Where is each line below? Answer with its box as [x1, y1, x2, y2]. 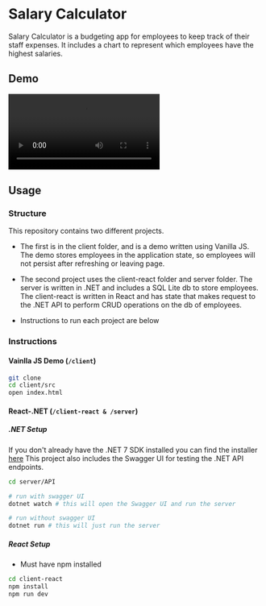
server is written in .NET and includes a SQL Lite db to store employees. [19, 283, 260, 293]
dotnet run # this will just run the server [8, 521, 160, 530]
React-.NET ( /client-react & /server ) [8, 406, 139, 416]
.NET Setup [8, 425, 48, 434]
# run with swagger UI [8, 492, 85, 500]
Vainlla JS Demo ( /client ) [8, 355, 97, 365]
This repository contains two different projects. [8, 226, 164, 236]
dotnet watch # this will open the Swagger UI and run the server [8, 500, 236, 508]
